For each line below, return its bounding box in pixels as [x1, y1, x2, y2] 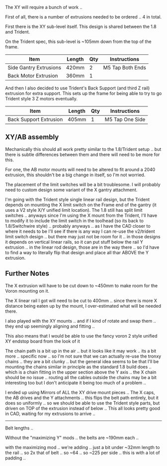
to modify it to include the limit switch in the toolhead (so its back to [5, 217, 144, 224]
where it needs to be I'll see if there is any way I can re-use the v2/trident [5, 228, 155, 234]
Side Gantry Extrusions [7, 64, 61, 71]
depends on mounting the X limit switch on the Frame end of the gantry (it [5, 202, 157, 208]
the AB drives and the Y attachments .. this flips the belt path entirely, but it [5, 395, 159, 401]
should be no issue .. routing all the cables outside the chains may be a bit [5, 374, 157, 380]
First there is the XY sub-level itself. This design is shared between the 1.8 [5, 23, 157, 29]
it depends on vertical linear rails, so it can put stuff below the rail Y [5, 239, 143, 245]
